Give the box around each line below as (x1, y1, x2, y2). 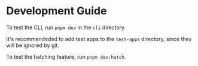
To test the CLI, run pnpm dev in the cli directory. (6, 24, 126, 31)
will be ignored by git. (6, 42, 60, 49)
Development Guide (6, 4, 107, 18)
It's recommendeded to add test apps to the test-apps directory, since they (6, 35, 192, 42)
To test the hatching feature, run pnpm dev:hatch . (6, 53, 126, 60)
